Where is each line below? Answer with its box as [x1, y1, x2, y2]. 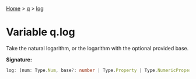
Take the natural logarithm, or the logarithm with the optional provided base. [6, 44, 189, 51]
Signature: [6, 56, 32, 63]
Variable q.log [6, 26, 75, 39]
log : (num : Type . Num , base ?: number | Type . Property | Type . [6, 67, 158, 73]
